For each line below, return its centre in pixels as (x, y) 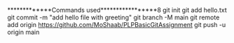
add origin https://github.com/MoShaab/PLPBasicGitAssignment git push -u (117, 25)
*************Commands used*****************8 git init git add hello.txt (117, 10)
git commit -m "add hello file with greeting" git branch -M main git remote (113, 17)
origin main (23, 32)
